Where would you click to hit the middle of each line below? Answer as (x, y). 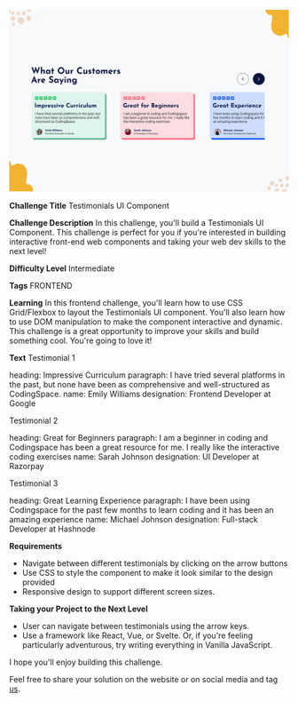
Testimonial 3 (34, 483)
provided (39, 582)
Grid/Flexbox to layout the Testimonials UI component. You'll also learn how (147, 313)
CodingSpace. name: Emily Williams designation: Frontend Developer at (140, 394)
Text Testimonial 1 (42, 358)
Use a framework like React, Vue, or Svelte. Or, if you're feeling (137, 635)
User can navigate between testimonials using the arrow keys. (136, 626)
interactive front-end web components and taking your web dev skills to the (148, 242)
